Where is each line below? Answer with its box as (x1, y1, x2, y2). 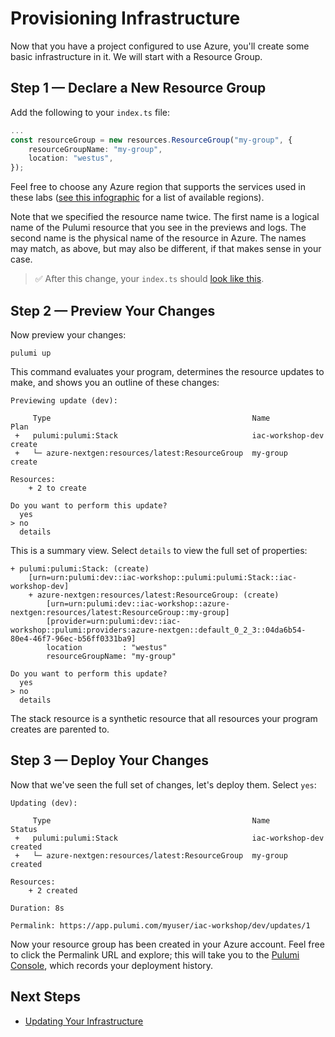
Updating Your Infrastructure (24, 1015, 144, 1027)
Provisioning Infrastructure (10, 7, 241, 30)
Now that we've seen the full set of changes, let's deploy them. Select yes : (10, 778, 317, 791)
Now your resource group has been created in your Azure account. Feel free (10, 938, 325, 950)
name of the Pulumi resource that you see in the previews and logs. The (10, 222, 307, 234)
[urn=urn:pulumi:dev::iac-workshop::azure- (46, 598, 230, 609)
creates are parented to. (10, 723, 110, 735)
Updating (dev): (10, 798, 78, 808)
